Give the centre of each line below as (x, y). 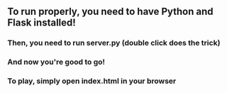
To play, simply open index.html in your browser (92, 81)
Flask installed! (41, 23)
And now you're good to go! (56, 62)
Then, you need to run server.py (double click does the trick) (114, 43)
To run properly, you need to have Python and (111, 12)
